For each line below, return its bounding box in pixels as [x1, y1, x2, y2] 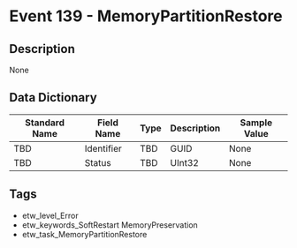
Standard [25, 116, 65, 129]
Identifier [84, 142, 122, 154]
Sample [240, 116, 273, 129]
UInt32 [170, 156, 199, 169]
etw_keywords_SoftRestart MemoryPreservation [21, 219, 199, 230]
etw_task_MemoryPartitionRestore [21, 229, 148, 239]
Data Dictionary [9, 90, 97, 105]
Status [84, 156, 112, 169]
